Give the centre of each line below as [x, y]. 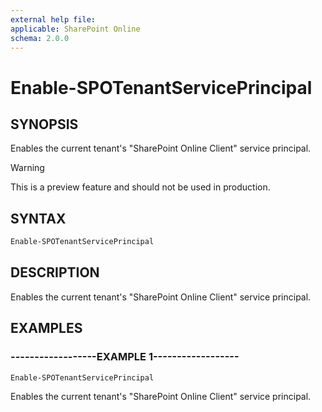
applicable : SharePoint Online [75, 29]
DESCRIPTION [55, 272]
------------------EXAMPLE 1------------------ [125, 357]
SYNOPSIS [44, 124]
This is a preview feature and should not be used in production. [140, 187]
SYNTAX [38, 218]
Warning [27, 168]
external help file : [53, 19]
